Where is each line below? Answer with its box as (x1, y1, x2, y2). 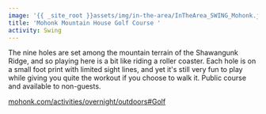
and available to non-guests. (8, 82, 101, 91)
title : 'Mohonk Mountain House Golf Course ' (8, 19, 161, 27)
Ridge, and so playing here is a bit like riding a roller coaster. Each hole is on (8, 56, 256, 66)
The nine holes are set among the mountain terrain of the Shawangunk (8, 48, 239, 58)
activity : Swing (8, 26, 62, 34)
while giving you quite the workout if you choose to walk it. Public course (8, 73, 247, 83)
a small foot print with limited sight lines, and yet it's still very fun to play (8, 65, 243, 74)
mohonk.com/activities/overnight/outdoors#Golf (8, 97, 166, 107)
